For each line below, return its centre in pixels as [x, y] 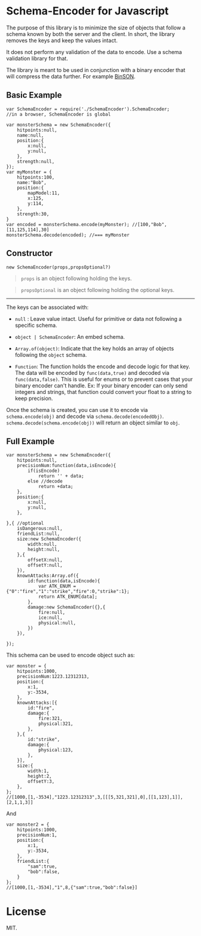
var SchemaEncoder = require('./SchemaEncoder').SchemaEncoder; [88, 109]
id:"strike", [44, 740]
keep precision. [34, 398]
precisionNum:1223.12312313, [53, 677]
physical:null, [57, 623]
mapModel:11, [44, 193]
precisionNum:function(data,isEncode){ [67, 466]
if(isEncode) [44, 471]
